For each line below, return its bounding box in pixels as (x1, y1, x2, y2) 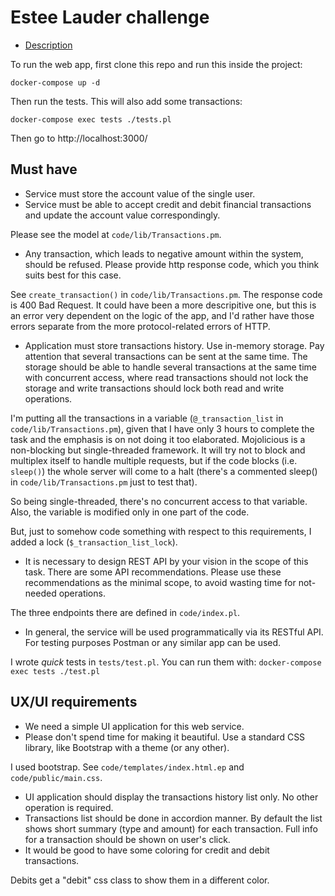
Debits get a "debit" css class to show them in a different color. (10, 874, 270, 886)
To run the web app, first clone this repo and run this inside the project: (10, 58, 303, 70)
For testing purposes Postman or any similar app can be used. (24, 636, 282, 648)
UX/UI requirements (10, 694, 138, 711)
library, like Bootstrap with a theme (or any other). (24, 741, 230, 753)
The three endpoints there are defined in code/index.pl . (10, 606, 241, 618)
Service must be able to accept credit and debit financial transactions (24, 198, 312, 210)
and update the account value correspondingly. (24, 209, 221, 221)
